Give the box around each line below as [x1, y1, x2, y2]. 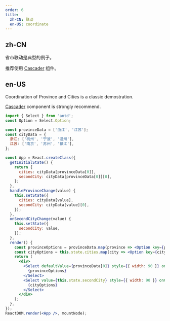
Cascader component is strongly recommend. [5, 103, 101, 110]
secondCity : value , [18, 226, 60, 231]
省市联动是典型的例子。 [5, 54, 54, 61]
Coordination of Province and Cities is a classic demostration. [5, 93, 134, 99]
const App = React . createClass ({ [5, 155, 76, 160]
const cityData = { [5, 132, 47, 137]
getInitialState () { [10, 160, 53, 165]
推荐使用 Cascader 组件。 [5, 65, 59, 72]
